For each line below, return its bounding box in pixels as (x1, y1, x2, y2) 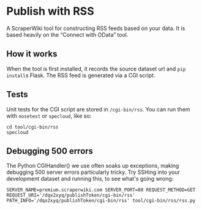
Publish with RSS (6, 4, 94, 18)
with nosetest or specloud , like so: (6, 112, 92, 119)
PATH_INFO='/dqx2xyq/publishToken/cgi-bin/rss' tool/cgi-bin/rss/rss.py (6, 198, 196, 204)
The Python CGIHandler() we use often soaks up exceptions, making (6, 162, 179, 170)
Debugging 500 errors (6, 146, 94, 156)
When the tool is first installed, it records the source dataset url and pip (6, 65, 186, 72)
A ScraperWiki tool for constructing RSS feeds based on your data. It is (6, 24, 185, 32)
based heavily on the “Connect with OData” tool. (6, 31, 129, 38)
